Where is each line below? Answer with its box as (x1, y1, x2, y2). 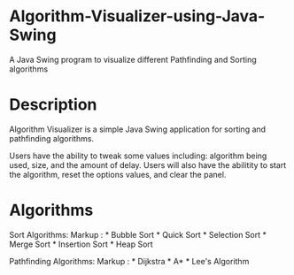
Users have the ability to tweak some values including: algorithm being (9, 150, 267, 161)
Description (9, 95, 97, 115)
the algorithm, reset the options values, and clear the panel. (9, 169, 227, 180)
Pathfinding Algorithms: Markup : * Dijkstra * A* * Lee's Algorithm (9, 256, 250, 266)
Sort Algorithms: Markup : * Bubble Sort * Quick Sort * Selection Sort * (9, 229, 267, 240)
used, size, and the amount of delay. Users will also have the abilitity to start (9, 159, 287, 170)
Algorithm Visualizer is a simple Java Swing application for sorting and (9, 124, 267, 134)
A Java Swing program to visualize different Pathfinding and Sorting (9, 54, 257, 65)
